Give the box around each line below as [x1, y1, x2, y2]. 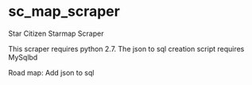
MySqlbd [8, 52, 38, 62]
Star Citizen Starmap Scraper [8, 29, 104, 38]
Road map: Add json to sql [8, 68, 95, 77]
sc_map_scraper [8, 2, 121, 21]
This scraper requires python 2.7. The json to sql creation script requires [8, 44, 245, 53]
